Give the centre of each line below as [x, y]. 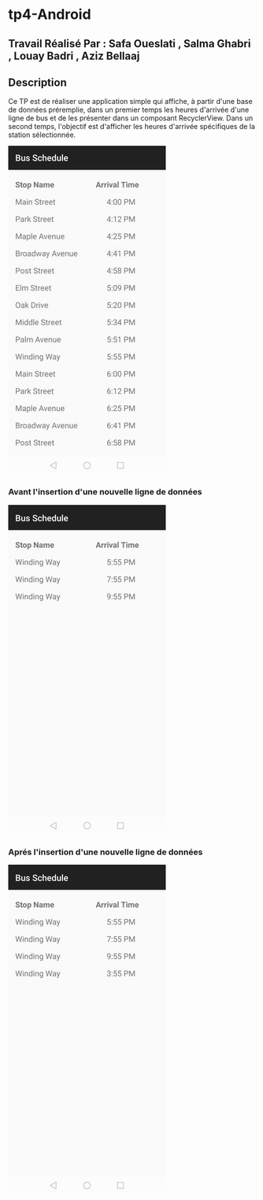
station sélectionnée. [42, 135]
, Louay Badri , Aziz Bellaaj [74, 56]
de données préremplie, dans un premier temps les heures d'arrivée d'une [129, 110]
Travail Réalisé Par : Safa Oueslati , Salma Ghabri [130, 44]
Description [37, 82]
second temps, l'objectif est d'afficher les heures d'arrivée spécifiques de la [132, 127]
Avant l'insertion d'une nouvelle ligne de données [105, 492]
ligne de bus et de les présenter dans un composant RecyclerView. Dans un [131, 118]
